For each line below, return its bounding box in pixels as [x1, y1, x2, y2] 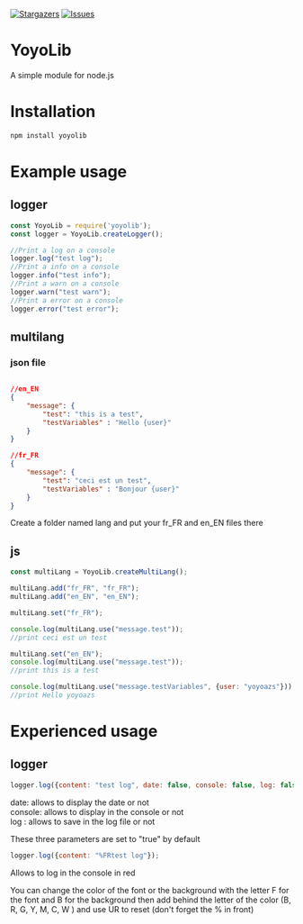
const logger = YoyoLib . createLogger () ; [10, 230, 165, 239]
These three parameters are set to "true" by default [10, 833, 201, 844]
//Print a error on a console [10, 295, 124, 305]
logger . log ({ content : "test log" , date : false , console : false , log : [10, 780, 277, 790]
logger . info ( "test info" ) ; [10, 271, 111, 280]
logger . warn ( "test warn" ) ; [10, 287, 111, 296]
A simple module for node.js [10, 69, 115, 80]
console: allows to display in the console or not [10, 806, 184, 817]
